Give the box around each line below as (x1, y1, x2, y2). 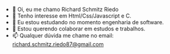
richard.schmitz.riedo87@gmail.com (12, 41, 104, 48)
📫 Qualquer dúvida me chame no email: (12, 32, 114, 39)
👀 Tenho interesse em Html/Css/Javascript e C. (12, 12, 131, 19)
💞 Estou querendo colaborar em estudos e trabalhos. (12, 25, 146, 32)
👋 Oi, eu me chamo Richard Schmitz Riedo (12, 6, 119, 13)
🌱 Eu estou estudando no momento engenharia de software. (12, 19, 164, 25)
